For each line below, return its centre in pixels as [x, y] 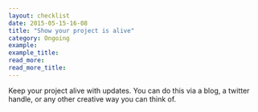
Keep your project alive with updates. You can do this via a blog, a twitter [129, 90]
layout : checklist [39, 16]
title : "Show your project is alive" [72, 30]
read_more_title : [37, 68]
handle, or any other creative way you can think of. [92, 99]
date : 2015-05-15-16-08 [48, 23]
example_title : [34, 53]
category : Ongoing [39, 38]
